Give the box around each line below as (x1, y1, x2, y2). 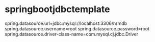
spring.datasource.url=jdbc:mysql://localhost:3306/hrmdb (5, 20, 127, 26)
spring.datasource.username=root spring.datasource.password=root (5, 25, 150, 31)
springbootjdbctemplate (5, 4, 110, 15)
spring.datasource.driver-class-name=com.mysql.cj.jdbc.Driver (5, 31, 139, 37)
